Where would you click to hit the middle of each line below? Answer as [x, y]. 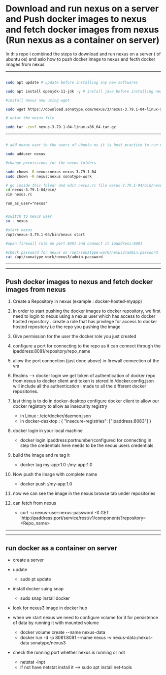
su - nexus [17, 221]
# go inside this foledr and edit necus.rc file [56, 185]
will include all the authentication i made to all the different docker [80, 386]
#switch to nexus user [29, 217]
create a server [28, 560]
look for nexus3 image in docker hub [50, 608]
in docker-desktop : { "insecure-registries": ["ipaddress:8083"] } [86, 421]
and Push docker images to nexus [76, 19]
